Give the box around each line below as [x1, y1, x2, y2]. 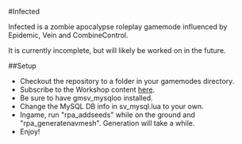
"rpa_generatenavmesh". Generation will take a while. [19, 119, 195, 127]
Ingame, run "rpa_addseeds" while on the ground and [19, 110, 196, 119]
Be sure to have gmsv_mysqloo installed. [19, 93, 153, 102]
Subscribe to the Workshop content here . [19, 85, 156, 94]
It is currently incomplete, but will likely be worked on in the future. [8, 46, 226, 55]
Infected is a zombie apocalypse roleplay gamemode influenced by [8, 22, 228, 31]
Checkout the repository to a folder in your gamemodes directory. [19, 77, 235, 85]
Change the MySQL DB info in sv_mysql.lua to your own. [19, 102, 204, 111]
